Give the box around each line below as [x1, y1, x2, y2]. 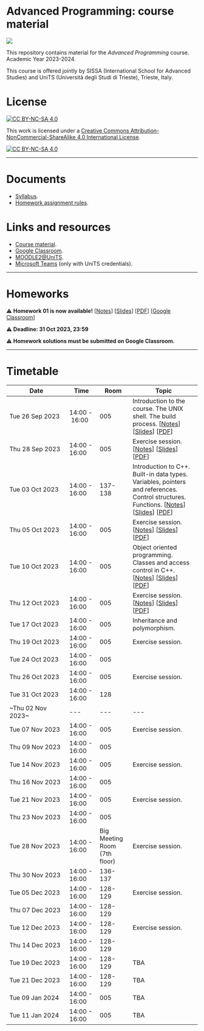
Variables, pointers [132, 477, 186, 486]
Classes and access [132, 558, 190, 566]
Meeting [99, 834, 123, 843]
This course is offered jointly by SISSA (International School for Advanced [6, 67, 191, 74]
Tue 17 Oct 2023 [9, 620, 59, 629]
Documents [6, 173, 66, 187]
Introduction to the [132, 396, 185, 405]
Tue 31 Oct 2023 [9, 690, 59, 699]
